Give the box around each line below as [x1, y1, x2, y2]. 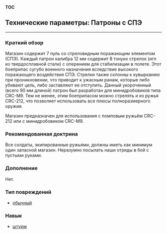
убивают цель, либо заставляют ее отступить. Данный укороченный [5, 82, 152, 88]
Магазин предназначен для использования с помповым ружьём [5, 113, 143, 119]
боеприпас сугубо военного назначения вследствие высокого [5, 67, 138, 73]
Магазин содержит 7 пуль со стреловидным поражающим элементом [5, 51, 156, 57]
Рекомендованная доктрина [5, 131, 78, 138]
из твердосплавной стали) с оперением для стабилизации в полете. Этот [5, 61, 162, 67]
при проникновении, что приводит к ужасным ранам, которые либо [5, 77, 150, 83]
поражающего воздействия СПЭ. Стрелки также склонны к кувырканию [5, 72, 160, 78]
